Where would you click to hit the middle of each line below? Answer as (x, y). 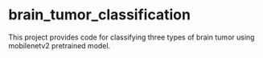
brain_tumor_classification (100, 15)
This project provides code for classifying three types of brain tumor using (131, 37)
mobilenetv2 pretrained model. (60, 45)
